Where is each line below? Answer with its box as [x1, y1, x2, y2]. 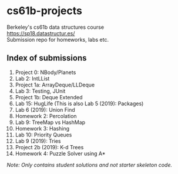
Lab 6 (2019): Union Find [15, 106, 75, 113]
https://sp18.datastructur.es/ [6, 29, 75, 36]
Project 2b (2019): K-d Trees [15, 143, 84, 150]
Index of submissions [6, 53, 87, 63]
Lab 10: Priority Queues [15, 131, 72, 138]
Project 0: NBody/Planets [15, 69, 76, 76]
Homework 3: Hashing [15, 125, 70, 132]
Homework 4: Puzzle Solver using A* [15, 150, 106, 157]
